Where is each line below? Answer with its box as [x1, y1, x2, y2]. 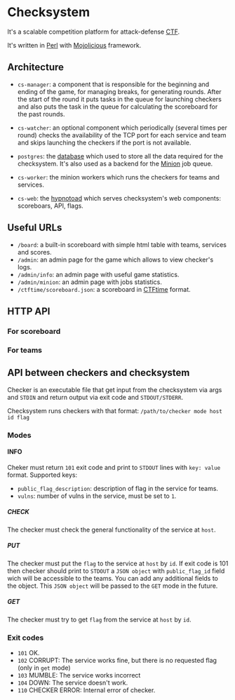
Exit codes [7, 633, 44, 642]
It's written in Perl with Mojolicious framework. [7, 41, 142, 49]
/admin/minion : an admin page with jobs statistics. [17, 278, 163, 286]
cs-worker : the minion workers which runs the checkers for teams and [17, 173, 220, 181]
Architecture [7, 61, 65, 74]
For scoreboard [7, 326, 61, 336]
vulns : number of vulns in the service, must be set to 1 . [17, 492, 177, 500]
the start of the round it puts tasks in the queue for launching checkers [17, 95, 222, 103]
